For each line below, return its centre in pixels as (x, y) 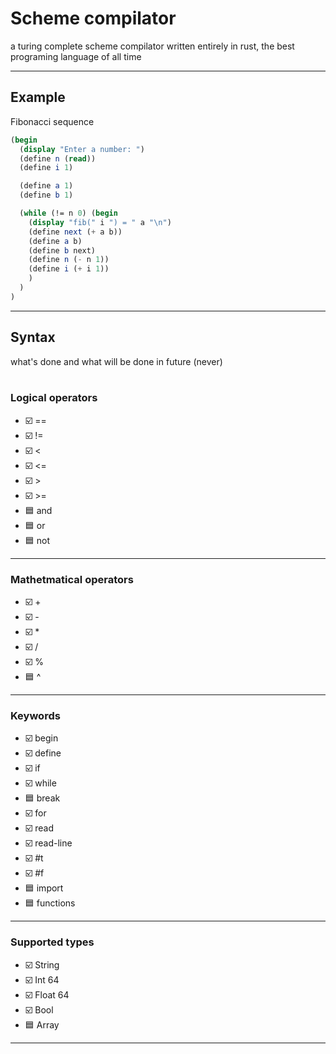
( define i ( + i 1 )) (69, 269)
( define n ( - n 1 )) (69, 260)
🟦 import (44, 888)
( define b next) (62, 250)
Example (38, 97)
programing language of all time (76, 56)
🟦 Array (42, 1024)
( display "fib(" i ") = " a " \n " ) (100, 222)
